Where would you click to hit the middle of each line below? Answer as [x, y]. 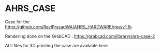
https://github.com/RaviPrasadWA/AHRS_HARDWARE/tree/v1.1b [68, 26]
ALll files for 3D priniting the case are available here [56, 45]
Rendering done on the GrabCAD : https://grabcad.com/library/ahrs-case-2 [80, 36]
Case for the [17, 22]
